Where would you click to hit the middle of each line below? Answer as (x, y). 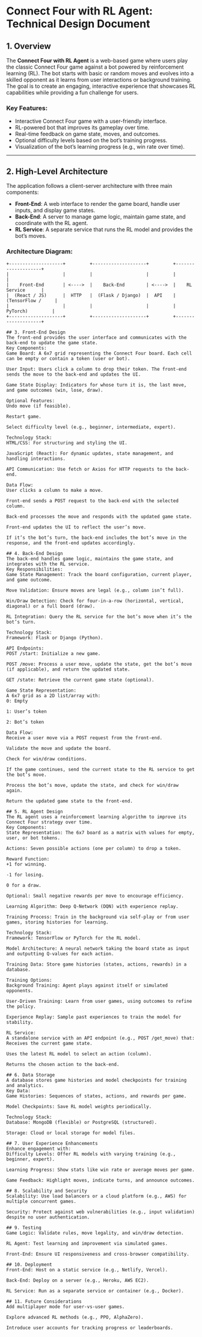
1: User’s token (26, 712)
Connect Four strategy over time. (50, 822)
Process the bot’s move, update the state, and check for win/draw (93, 786)
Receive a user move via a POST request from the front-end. (84, 738)
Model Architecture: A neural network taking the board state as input (98, 949)
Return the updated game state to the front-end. (70, 801)
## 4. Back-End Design (35, 554)
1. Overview (29, 46)
